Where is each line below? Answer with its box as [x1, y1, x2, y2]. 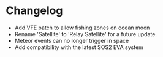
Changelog [6, 4, 63, 18]
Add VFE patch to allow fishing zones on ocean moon [14, 24, 150, 31]
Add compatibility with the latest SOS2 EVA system [14, 44, 143, 51]
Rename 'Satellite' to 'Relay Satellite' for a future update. [14, 30, 157, 37]
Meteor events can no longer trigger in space [14, 37, 129, 44]
